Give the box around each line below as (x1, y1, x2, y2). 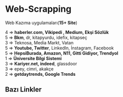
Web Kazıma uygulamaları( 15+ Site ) (5, 20, 78, 26)
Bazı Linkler (5, 85, 42, 94)
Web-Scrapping (5, 3, 72, 15)
